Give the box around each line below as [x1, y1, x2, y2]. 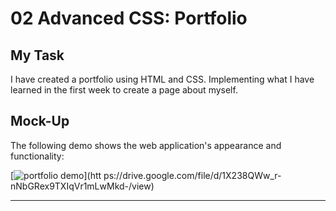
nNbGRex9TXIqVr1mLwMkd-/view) [10, 180, 155, 192]
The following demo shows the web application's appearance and [10, 139, 282, 151]
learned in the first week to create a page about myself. [10, 84, 238, 96]
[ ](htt [10, 169, 102, 181]
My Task [10, 47, 65, 64]
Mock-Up [10, 113, 70, 130]
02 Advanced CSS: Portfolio [10, 7, 248, 30]
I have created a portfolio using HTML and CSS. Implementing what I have [10, 73, 315, 85]
